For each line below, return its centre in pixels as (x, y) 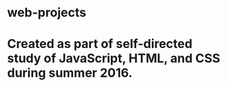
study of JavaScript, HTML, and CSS (114, 59)
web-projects (47, 13)
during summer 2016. (70, 73)
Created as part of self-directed (100, 44)
